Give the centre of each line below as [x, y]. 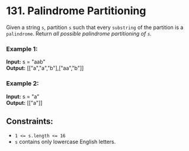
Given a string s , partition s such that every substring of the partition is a [95, 27]
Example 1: [22, 49]
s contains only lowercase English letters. [65, 142]
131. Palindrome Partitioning [76, 11]
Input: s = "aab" [26, 62]
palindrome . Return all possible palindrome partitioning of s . [79, 33]
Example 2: [23, 83]
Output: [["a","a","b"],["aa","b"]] [45, 68]
